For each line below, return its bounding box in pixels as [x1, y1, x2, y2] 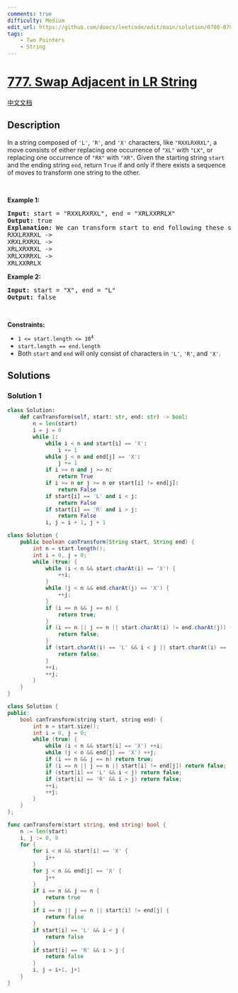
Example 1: [7, 196, 40, 204]
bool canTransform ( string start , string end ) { [20, 716, 163, 723]
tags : [7, 30, 23, 38]
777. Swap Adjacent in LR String [7, 74, 198, 90]
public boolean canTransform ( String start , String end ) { [20, 538, 195, 546]
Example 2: [7, 272, 41, 281]
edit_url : [7, 23, 37, 30]
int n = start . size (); [33, 723, 100, 730]
